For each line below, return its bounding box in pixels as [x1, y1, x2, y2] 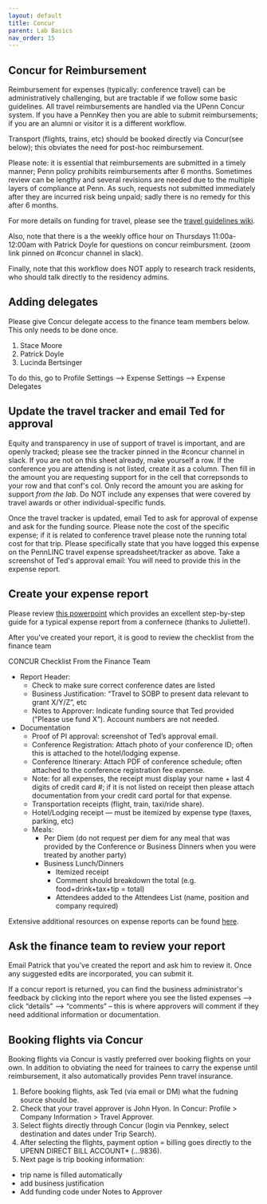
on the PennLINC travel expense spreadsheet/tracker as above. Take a [8, 547, 241, 556]
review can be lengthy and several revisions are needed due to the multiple [8, 175, 255, 184]
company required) [55, 901, 119, 910]
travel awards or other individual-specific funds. [8, 497, 167, 507]
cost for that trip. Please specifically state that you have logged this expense [8, 538, 260, 548]
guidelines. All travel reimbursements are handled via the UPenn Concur [8, 101, 245, 112]
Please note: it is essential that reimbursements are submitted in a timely [8, 158, 246, 168]
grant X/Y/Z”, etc [31, 697, 88, 707]
